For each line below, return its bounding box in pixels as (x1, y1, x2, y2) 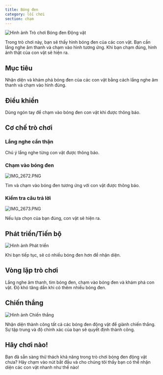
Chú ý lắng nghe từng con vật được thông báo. (5, 149, 100, 155)
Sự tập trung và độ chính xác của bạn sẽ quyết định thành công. (5, 326, 135, 332)
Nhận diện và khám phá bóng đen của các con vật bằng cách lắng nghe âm (5, 77, 158, 83)
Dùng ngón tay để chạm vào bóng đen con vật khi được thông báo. (5, 109, 141, 115)
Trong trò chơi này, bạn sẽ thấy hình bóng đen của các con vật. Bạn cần (5, 39, 151, 45)
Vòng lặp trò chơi (5, 266, 58, 275)
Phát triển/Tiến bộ (5, 229, 62, 238)
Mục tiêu (5, 64, 33, 72)
